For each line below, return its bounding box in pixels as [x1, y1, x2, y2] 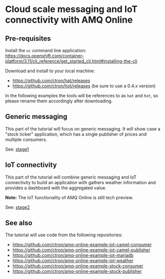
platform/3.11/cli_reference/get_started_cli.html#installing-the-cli [5, 58, 137, 64]
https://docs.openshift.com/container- [5, 53, 84, 59]
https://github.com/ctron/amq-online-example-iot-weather [12, 257, 133, 264]
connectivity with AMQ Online [5, 14, 133, 26]
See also [5, 219, 32, 227]
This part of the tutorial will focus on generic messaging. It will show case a [5, 125, 161, 131]
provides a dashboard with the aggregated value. [5, 185, 106, 191]
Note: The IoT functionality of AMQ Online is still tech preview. [5, 194, 133, 200]
